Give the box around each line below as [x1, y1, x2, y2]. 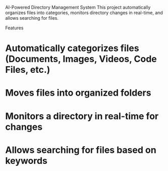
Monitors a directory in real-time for [5, 110, 159, 122]
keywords [5, 155, 48, 166]
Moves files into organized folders [5, 87, 151, 99]
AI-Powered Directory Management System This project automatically [5, 5, 151, 10]
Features [5, 25, 24, 31]
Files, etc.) [5, 64, 50, 75]
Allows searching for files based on [5, 144, 156, 156]
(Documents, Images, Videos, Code [5, 53, 157, 65]
